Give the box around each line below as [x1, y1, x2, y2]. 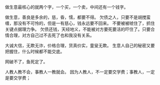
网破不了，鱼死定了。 [5, 59, 48, 64]
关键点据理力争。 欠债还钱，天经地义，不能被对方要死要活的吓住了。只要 [5, 26, 151, 32]
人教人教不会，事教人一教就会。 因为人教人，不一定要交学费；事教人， [5, 69, 146, 74]
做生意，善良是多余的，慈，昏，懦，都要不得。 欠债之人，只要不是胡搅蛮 [5, 14, 151, 20]
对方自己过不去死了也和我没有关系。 [21, 33, 95, 38]
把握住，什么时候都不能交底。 [5, 49, 64, 54]
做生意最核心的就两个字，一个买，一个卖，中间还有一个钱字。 [5, 4, 128, 10]
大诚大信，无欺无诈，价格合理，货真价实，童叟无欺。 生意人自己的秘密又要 [5, 43, 155, 48]
